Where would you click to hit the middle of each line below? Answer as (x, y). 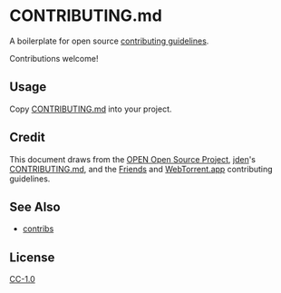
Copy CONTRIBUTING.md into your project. (91, 109)
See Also (35, 206)
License (32, 257)
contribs (38, 229)
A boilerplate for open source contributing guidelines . (109, 41)
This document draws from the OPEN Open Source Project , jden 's (133, 159)
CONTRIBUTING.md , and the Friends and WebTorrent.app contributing (141, 169)
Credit (27, 137)
